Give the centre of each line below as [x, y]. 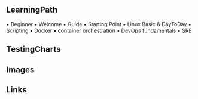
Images [20, 69]
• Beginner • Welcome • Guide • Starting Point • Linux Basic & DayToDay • [99, 24]
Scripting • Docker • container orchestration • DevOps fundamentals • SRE [99, 30]
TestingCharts [33, 49]
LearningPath [32, 10]
